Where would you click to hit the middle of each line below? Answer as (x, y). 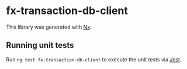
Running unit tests (40, 45)
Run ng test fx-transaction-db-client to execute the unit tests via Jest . (94, 59)
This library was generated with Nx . (49, 27)
